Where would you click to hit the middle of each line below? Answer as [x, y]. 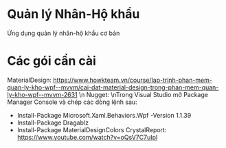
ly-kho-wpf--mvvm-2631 [42, 94]
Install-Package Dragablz [53, 123]
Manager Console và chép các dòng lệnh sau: [72, 102]
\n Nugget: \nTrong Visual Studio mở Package [143, 94]
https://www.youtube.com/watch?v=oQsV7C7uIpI [87, 137]
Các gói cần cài [52, 61]
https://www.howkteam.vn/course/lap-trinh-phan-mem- [133, 80]
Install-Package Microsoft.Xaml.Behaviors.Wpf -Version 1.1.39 [104, 115]
